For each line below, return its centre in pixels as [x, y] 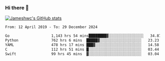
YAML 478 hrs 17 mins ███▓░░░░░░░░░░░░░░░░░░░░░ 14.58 [82, 45]
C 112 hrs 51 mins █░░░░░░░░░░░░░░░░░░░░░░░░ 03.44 [82, 49]
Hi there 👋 [17, 8]
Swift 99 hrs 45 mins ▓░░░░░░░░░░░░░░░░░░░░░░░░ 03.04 [82, 54]
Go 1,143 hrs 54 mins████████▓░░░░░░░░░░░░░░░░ [74, 36]
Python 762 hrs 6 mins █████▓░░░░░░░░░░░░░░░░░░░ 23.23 [82, 41]
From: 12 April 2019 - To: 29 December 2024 [51, 27]
